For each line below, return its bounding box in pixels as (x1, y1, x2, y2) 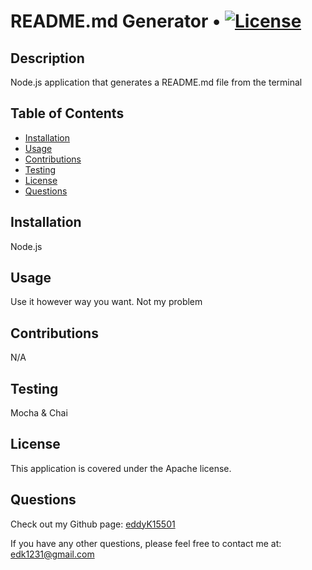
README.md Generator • (10, 10, 222, 33)
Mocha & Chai (10, 407, 68, 419)
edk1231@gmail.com (10, 548, 95, 560)
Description (10, 50, 85, 67)
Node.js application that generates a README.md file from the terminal (10, 76, 303, 88)
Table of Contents (10, 105, 125, 122)
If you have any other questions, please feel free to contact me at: (10, 537, 282, 549)
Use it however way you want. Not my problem (10, 296, 203, 308)
